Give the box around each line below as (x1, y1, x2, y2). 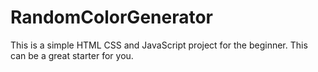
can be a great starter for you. (10, 49, 134, 61)
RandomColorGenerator (10, 6, 213, 29)
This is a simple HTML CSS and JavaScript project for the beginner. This (10, 39, 308, 51)
